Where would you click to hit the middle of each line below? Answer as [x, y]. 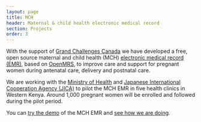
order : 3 [17, 34]
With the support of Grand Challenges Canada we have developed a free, [97, 51]
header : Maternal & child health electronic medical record [83, 23]
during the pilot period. [34, 101]
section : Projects [29, 29]
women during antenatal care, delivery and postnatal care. [78, 70]
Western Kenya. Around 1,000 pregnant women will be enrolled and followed [101, 95]
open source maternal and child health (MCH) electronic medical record [95, 58]
